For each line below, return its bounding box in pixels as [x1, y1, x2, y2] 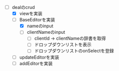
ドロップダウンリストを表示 [34, 42, 92, 48]
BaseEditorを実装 [19, 17, 55, 23]
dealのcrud [11, 4, 35, 10]
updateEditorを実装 [19, 54, 59, 60]
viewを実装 [19, 10, 43, 16]
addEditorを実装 [19, 60, 53, 66]
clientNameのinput [26, 29, 65, 35]
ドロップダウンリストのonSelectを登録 [34, 48, 114, 54]
